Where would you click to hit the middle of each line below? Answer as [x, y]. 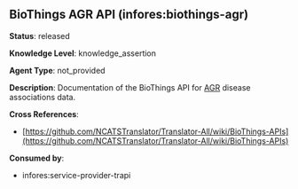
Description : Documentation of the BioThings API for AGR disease [130, 87]
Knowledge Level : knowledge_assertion [83, 53]
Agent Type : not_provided [57, 70]
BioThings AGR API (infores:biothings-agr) [129, 15]
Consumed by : [37, 158]
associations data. [43, 97]
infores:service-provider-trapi [76, 175]
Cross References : [44, 114]
